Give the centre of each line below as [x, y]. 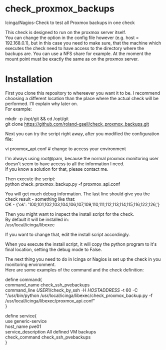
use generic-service [26, 321]
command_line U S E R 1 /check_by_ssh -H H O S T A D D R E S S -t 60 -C [71, 290]
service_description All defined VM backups [51, 331]
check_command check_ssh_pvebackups [48, 337]
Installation [29, 79]
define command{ [24, 279]
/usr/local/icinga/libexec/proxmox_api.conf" [50, 300]
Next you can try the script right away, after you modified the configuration [82, 134]
